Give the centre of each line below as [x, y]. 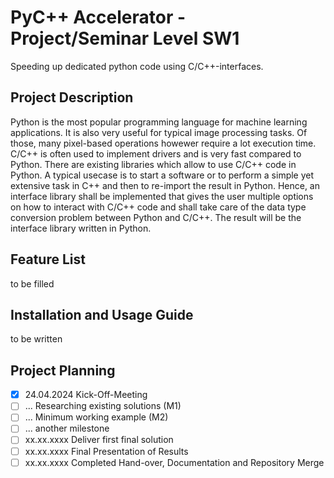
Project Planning [63, 370]
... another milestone [67, 428]
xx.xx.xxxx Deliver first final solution [99, 440]
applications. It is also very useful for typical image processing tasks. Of [159, 132]
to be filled [32, 283]
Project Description [72, 97]
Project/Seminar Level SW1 [125, 38]
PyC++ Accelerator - [98, 17]
